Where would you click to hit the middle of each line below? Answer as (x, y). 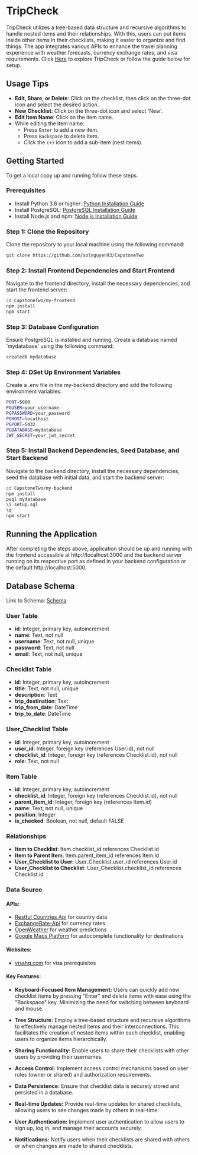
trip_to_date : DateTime (43, 714)
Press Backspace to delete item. (61, 136)
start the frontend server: (37, 290)
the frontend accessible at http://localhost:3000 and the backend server (94, 555)
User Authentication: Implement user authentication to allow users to (100, 1121)
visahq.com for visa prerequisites (55, 963)
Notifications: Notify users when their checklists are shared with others (102, 1139)
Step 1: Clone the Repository (48, 231)
